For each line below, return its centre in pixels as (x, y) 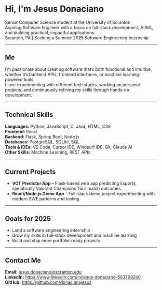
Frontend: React (21, 131)
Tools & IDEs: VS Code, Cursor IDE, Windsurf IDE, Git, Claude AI (69, 147)
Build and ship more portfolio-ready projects (56, 241)
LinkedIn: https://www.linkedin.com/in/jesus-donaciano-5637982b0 (73, 277)
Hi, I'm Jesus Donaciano (54, 9)
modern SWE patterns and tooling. (46, 199)
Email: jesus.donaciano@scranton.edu (43, 272)
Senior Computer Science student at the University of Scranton (68, 22)
